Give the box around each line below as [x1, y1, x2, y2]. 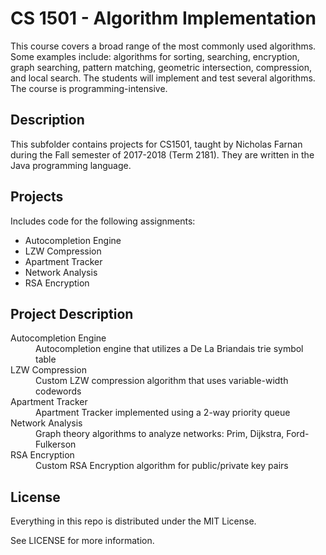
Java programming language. [10, 159, 132, 171]
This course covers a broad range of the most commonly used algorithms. [10, 40, 317, 52]
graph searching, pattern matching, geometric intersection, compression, [10, 61, 312, 73]
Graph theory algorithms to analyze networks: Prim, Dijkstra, [35, 428, 285, 440]
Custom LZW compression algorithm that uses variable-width [35, 375, 289, 387]
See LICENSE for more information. [10, 535, 155, 547]
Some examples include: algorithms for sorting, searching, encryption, [10, 50, 300, 62]
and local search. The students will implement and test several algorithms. [10, 72, 316, 84]
